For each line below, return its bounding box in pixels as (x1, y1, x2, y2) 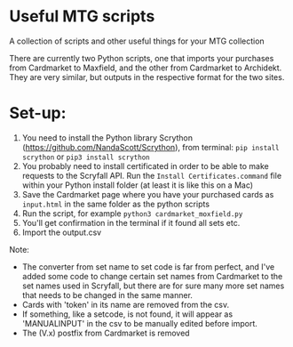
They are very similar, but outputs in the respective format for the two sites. (9, 71, 285, 82)
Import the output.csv (21, 227, 102, 238)
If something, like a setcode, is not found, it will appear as (21, 309, 234, 319)
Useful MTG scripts (9, 6, 155, 27)
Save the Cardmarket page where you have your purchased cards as (21, 189, 274, 199)
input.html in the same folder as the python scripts (21, 198, 210, 209)
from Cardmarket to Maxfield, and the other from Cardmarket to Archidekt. (9, 62, 282, 73)
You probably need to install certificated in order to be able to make (21, 160, 269, 171)
